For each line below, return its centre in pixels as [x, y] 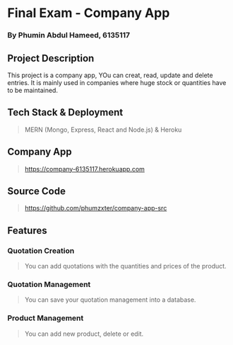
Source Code [36, 191]
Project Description [51, 58]
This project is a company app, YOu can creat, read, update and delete [110, 75]
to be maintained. [33, 90]
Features [27, 231]
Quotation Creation [41, 251]
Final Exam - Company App [89, 13]
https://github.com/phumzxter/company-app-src [96, 208]
